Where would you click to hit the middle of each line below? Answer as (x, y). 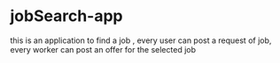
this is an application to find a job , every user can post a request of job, (141, 40)
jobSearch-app (66, 16)
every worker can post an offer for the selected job (103, 49)
